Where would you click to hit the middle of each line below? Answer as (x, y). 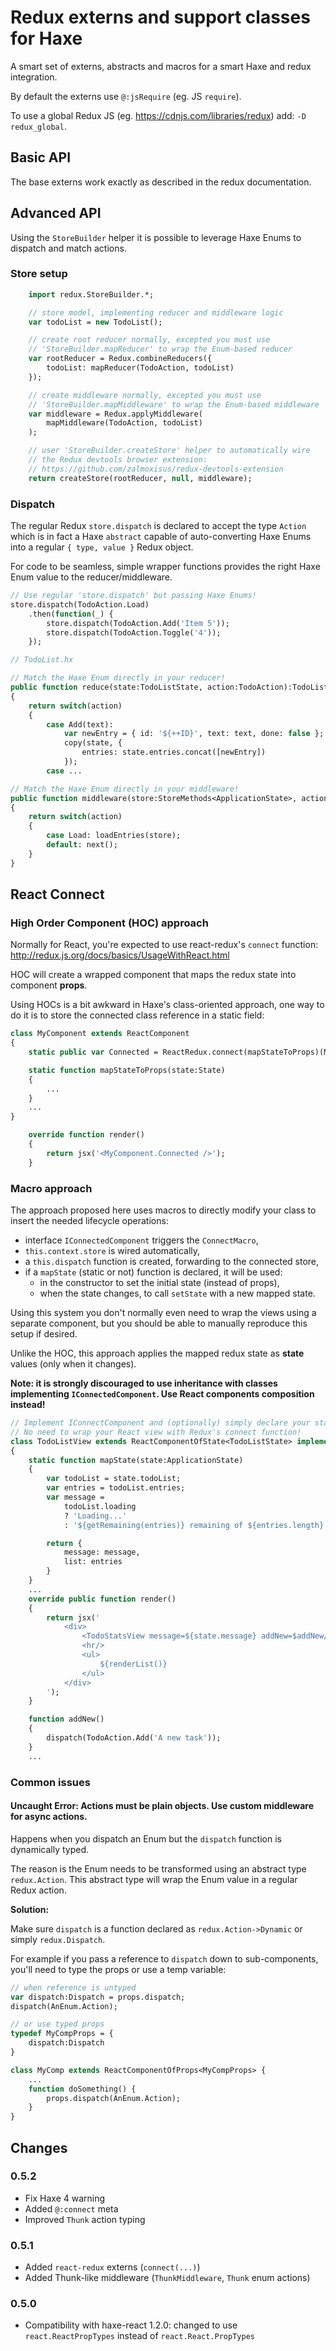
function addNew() (66, 1719)
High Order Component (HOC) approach (109, 923)
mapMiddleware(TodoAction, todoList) (124, 423)
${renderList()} (133, 1664)
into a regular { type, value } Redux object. (102, 547)
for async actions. (49, 1817)
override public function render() (102, 1599)
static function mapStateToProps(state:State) (127, 1070)
